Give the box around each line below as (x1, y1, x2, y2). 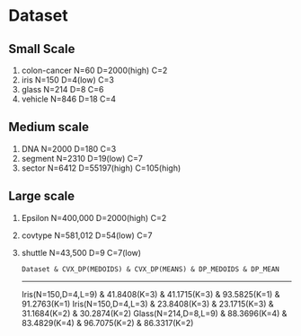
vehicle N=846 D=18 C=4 (21, 93, 117, 104)
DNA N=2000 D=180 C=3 (21, 143, 117, 154)
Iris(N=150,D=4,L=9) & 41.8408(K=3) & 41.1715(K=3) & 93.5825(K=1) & (21, 288, 280, 299)
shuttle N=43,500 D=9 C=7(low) (21, 247, 141, 258)
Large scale (8, 189, 75, 204)
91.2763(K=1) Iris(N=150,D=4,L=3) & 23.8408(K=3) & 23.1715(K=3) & (21, 298, 275, 309)
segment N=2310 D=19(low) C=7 (21, 153, 143, 164)
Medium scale (8, 119, 89, 135)
